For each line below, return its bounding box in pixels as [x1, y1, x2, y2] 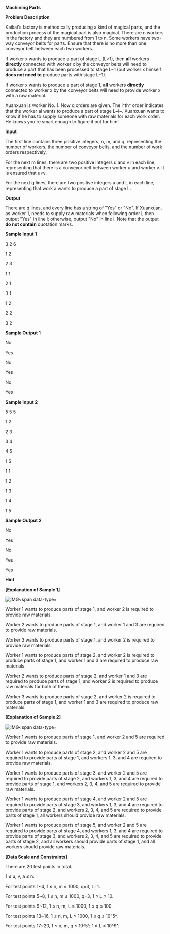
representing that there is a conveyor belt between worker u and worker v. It [5, 165, 164, 170]
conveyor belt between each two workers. [5, 46, 94, 51]
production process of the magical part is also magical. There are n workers [5, 30, 164, 35]
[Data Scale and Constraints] [5, 853, 67, 860]
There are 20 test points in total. [5, 864, 73, 869]
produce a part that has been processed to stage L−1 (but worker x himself [5, 66, 161, 72]
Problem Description [5, 14, 50, 20]
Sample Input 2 [5, 399, 38, 405]
